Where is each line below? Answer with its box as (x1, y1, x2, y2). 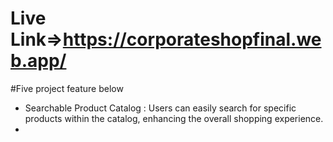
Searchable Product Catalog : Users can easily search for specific (24, 102, 297, 114)
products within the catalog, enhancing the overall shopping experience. (24, 112, 324, 124)
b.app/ (10, 50, 67, 72)
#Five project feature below (10, 82, 124, 94)
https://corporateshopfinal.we (62, 28, 322, 51)
